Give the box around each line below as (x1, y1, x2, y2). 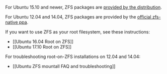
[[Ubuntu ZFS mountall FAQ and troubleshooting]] (12, 63, 116, 69)
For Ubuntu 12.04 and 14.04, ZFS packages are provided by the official (5, 14, 152, 19)
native (5, 19, 18, 25)
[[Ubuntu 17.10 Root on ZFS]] (12, 44, 72, 49)
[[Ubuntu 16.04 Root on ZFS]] (12, 38, 74, 44)
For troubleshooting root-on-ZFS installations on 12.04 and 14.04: (5, 53, 141, 59)
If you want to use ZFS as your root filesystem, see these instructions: (5, 29, 150, 34)
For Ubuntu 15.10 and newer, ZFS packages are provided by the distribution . (5, 4, 162, 10)
